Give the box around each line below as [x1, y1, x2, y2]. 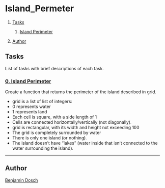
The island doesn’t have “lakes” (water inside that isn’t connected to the [12, 140, 158, 146]
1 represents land [12, 109, 48, 115]
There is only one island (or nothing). [12, 135, 87, 141]
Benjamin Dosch [5, 177, 38, 183]
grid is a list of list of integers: [12, 99, 73, 105]
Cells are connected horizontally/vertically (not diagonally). [12, 119, 132, 125]
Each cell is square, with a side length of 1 [12, 114, 97, 120]
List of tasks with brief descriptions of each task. [5, 65, 104, 71]
